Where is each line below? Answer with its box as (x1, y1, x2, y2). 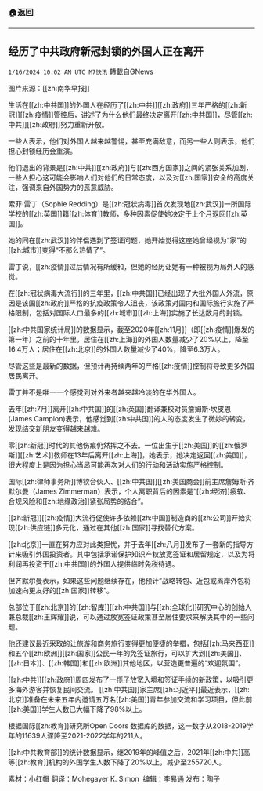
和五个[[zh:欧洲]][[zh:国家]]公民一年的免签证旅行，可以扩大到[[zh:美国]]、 (8, 649, 247, 658)
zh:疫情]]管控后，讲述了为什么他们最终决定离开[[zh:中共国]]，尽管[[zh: (24, 110, 253, 119)
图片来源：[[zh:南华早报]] (8, 84, 90, 93)
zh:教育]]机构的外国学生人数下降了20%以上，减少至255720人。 (20, 757, 226, 767)
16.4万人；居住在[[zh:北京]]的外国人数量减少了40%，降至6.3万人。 (8, 344, 225, 354)
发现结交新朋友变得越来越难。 (8, 424, 104, 433)
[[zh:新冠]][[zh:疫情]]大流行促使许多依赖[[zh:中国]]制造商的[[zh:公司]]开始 (8, 513, 245, 523)
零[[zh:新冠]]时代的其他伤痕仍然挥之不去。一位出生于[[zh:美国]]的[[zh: (8, 441, 235, 450)
